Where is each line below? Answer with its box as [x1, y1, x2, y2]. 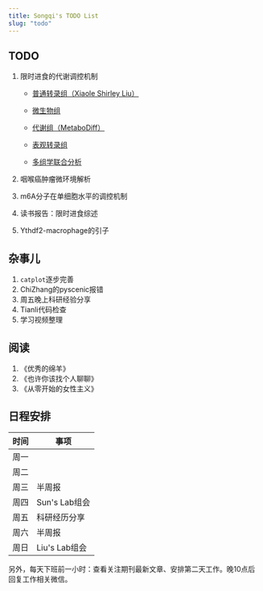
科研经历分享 [36, 511, 86, 522]
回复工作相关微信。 [8, 574, 72, 584]
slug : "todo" [8, 19, 52, 27]
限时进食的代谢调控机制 [19, 72, 98, 81]
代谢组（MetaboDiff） [31, 123, 105, 133]
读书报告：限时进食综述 [19, 209, 98, 219]
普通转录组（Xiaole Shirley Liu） [31, 89, 139, 98]
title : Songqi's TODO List [8, 11, 99, 20]
